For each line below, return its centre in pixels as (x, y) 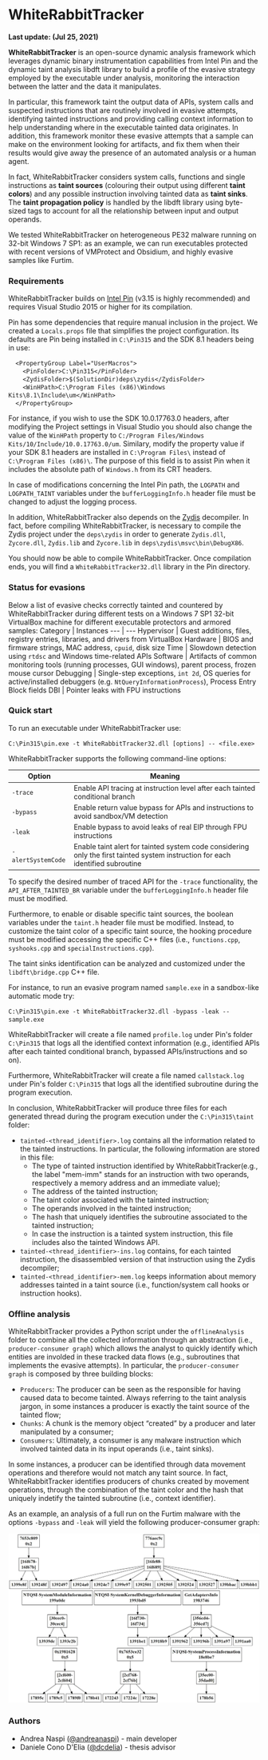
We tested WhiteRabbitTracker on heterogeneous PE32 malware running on (132, 234)
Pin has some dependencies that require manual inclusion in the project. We (133, 322)
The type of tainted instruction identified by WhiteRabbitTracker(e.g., (145, 1166)
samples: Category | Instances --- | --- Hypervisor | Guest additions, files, (130, 630)
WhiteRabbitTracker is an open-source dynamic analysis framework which (132, 52)
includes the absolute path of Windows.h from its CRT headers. (110, 469)
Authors (25, 1721)
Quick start (31, 711)
